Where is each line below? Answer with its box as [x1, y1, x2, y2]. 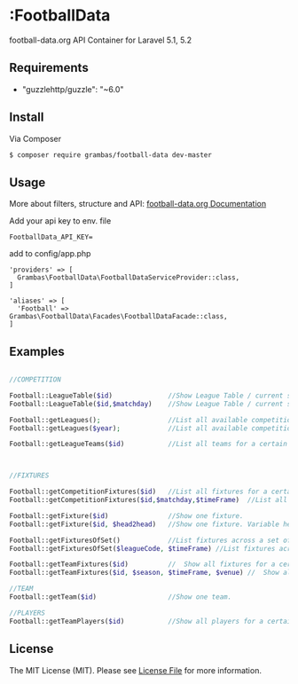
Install [9, 110, 44, 125]
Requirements [9, 60, 89, 75]
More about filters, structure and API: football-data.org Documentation [9, 199, 267, 209]
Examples [9, 343, 65, 359]
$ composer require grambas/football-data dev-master [9, 150, 213, 160]
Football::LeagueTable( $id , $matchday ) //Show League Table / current [9, 399, 284, 408]
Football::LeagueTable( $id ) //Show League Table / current [9, 391, 284, 400]
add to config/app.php [9, 248, 91, 259]
